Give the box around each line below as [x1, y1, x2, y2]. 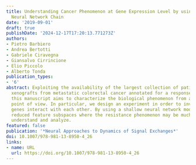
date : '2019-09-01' [6, 19, 54, 25]
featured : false [6, 123, 45, 129]
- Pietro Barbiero [6, 42, 51, 47]
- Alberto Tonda [6, 68, 45, 74]
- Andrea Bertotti [6, 47, 51, 53]
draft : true [6, 25, 35, 31]
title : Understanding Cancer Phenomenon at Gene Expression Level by [6, 8, 179, 15]
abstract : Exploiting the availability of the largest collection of [6, 85, 179, 91]
